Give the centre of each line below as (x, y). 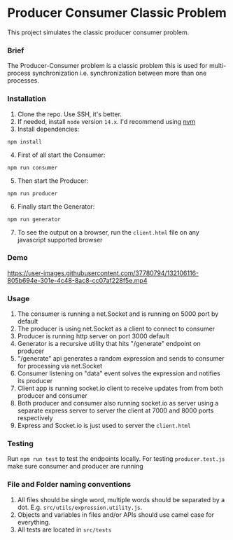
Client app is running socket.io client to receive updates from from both (120, 388)
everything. (34, 522)
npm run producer (33, 193)
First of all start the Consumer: (61, 155)
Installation (27, 99)
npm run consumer (33, 167)
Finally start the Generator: (56, 206)
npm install (24, 141)
